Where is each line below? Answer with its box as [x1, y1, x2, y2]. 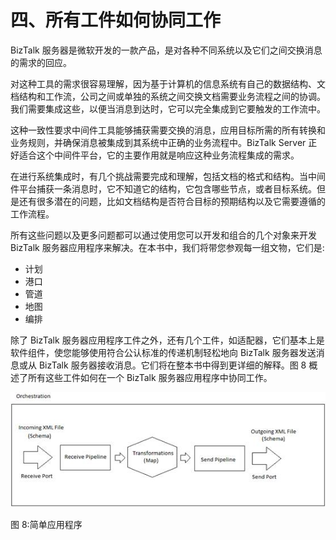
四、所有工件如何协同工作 [10, 9, 222, 32]
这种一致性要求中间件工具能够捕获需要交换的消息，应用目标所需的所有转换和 [10, 124, 326, 136]
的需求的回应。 [10, 56, 72, 68]
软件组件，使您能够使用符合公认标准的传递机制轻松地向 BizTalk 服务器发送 [10, 346, 317, 358]
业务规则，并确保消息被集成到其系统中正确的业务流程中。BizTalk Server [10, 136, 307, 148]
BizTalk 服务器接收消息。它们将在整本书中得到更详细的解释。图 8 [38, 359, 307, 371]
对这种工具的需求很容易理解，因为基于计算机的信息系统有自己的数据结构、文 [10, 77, 326, 90]
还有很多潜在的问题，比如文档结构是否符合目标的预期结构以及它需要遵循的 [18, 195, 326, 207]
